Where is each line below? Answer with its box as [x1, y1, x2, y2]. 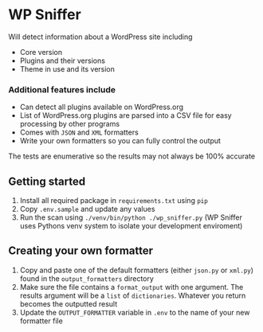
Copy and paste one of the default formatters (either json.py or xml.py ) [19, 265, 253, 275]
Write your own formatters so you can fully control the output [19, 136, 222, 146]
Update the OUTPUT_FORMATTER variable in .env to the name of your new [19, 307, 250, 317]
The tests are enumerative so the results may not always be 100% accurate [8, 151, 256, 161]
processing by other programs [19, 119, 120, 129]
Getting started [8, 174, 86, 188]
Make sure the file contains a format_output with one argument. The [19, 282, 244, 291]
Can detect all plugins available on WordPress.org [19, 102, 184, 112]
